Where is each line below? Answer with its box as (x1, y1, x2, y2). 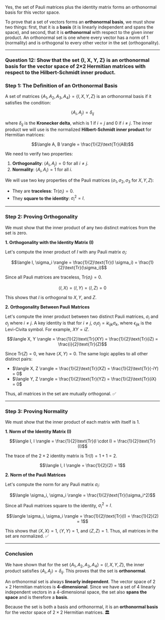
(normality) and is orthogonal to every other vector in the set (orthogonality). (5, 40, 160, 46)
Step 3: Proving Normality (5, 408, 68, 415)
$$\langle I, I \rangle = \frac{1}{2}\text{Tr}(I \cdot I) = (9, 438, 116, 444)
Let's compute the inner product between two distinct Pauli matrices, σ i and (5, 313, 159, 320)
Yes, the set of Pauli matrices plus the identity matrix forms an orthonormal (5, 4, 157, 10)
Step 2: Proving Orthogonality (5, 214, 78, 220)
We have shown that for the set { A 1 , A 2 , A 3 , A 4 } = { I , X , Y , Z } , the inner (5, 561, 144, 569)
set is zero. (5, 230, 27, 236)
